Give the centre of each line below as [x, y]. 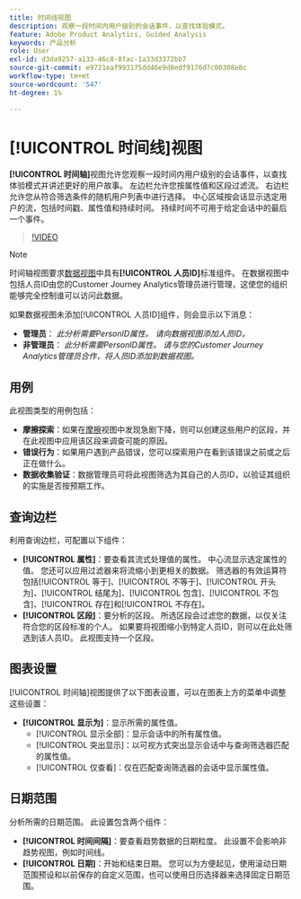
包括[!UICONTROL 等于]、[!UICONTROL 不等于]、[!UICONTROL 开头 [149, 582]
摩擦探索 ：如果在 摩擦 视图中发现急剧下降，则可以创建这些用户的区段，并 [156, 430]
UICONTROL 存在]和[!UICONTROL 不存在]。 [128, 604]
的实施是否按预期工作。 [66, 486]
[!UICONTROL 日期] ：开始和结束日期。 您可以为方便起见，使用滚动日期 [155, 863]
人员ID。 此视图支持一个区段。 [102, 638]
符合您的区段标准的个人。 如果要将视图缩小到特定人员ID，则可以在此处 [153, 627]
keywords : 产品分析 [43, 43]
